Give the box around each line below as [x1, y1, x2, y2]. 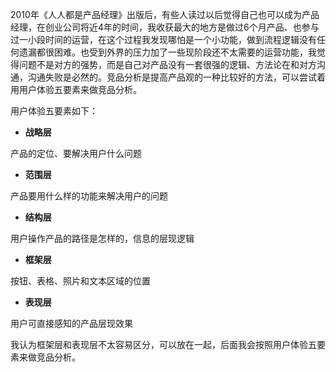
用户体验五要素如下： [10, 105, 98, 117]
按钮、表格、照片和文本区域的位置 [10, 275, 151, 287]
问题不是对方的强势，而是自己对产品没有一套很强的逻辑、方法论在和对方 [18, 59, 317, 70]
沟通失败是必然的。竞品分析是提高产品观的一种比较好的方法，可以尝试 [27, 71, 317, 83]
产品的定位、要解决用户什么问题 [10, 148, 142, 159]
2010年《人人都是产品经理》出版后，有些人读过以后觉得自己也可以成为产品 [10, 9, 320, 20]
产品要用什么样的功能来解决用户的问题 [10, 190, 168, 202]
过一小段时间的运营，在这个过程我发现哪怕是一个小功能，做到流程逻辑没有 [10, 34, 317, 45]
